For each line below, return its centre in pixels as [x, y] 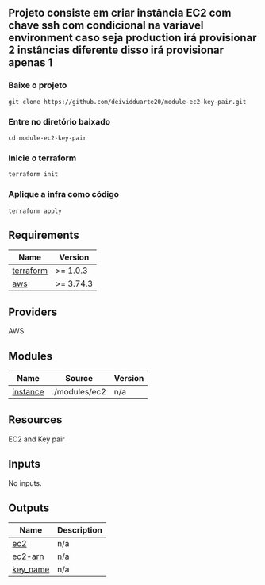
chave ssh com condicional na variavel [106, 26]
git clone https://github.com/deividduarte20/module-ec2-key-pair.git [127, 102]
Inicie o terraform [42, 158]
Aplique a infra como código [64, 194]
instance [28, 392]
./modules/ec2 [79, 392]
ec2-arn [28, 556]
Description [80, 530]
